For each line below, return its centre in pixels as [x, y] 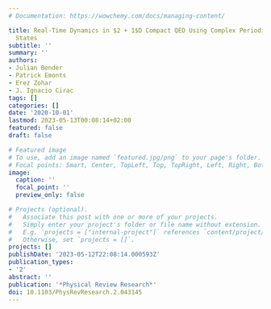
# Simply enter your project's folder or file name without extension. [135, 224]
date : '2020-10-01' [41, 113]
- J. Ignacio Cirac [41, 90]
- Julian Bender [35, 68]
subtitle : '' [30, 45]
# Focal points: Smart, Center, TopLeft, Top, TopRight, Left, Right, [129, 165]
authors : [23, 61]
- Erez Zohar [30, 83]
